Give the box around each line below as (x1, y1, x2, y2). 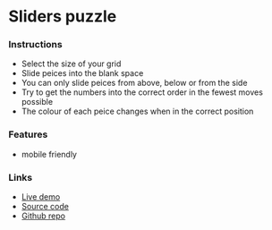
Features (8, 128, 48, 141)
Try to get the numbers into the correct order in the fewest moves (21, 87, 263, 98)
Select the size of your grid (21, 58, 122, 69)
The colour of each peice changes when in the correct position (21, 106, 254, 117)
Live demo (21, 192, 61, 202)
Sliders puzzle (8, 6, 117, 27)
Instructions (8, 38, 64, 51)
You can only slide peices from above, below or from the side (21, 78, 248, 89)
